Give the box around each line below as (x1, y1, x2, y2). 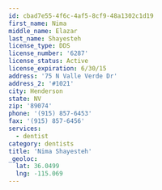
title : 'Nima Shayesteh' (8, 147, 92, 155)
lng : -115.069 (15, 170, 63, 178)
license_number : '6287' (8, 49, 89, 57)
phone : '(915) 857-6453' (8, 110, 92, 118)
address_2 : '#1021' (8, 79, 75, 87)
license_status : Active (8, 57, 89, 65)
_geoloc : (8, 154, 38, 163)
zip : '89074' (8, 102, 53, 110)
